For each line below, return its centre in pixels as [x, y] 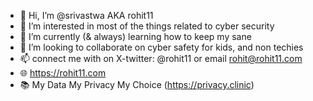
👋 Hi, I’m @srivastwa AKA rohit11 [86, 15]
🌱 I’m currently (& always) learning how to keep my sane [135, 36]
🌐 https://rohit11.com [63, 73]
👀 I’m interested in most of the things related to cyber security [147, 26]
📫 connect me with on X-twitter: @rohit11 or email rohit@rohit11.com [161, 58]
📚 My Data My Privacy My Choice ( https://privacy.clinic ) [137, 84]
